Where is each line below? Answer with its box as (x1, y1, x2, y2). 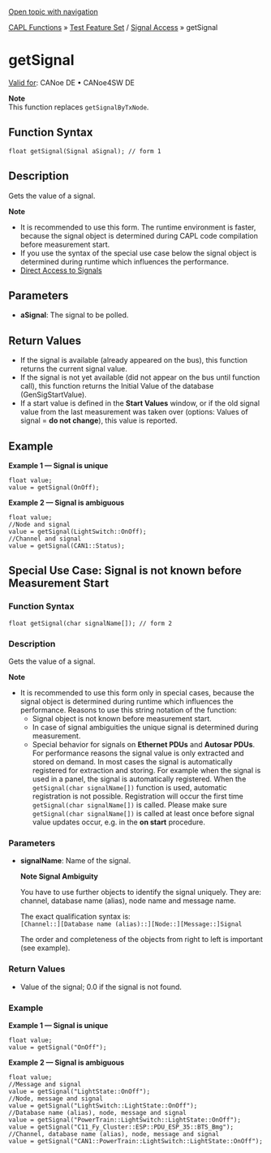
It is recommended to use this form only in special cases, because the (19, 687, 255, 697)
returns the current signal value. (19, 364, 128, 374)
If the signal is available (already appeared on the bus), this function (19, 355, 247, 365)
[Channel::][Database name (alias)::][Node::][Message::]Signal (19, 920, 243, 928)
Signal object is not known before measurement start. (32, 713, 213, 723)
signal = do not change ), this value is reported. (19, 415, 178, 425)
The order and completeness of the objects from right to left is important (19, 935, 264, 944)
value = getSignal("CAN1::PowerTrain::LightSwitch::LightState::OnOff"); (8, 1137, 264, 1145)
